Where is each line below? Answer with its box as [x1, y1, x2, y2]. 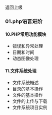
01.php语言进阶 [5, 18, 43, 25]
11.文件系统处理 [5, 67, 37, 73]
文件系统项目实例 [12, 105, 48, 111]
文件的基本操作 [12, 92, 43, 98]
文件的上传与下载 [12, 98, 48, 104]
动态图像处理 [12, 56, 39, 61]
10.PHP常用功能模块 [5, 31, 47, 37]
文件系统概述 [12, 80, 39, 86]
